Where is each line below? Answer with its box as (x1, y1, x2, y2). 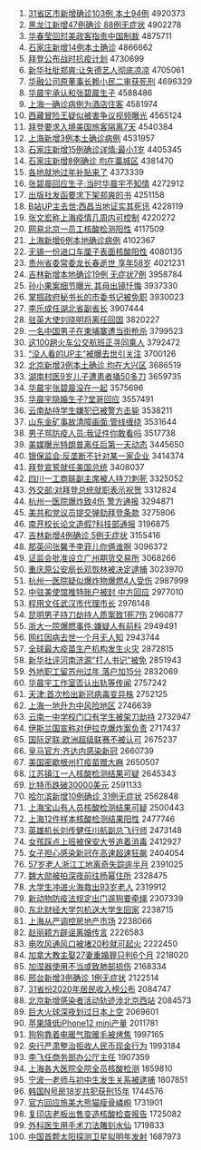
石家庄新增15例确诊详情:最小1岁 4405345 (27, 144, 182, 154)
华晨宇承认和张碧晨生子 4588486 (27, 87, 153, 98)
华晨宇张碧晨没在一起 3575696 (27, 382, 144, 393)
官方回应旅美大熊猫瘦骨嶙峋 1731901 (27, 1097, 163, 1107)
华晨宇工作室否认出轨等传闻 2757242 (27, 677, 167, 688)
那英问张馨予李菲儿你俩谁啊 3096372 (27, 541, 168, 552)
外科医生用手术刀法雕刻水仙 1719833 (27, 1120, 165, 1130)
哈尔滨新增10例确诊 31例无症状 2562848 (27, 791, 179, 801)
